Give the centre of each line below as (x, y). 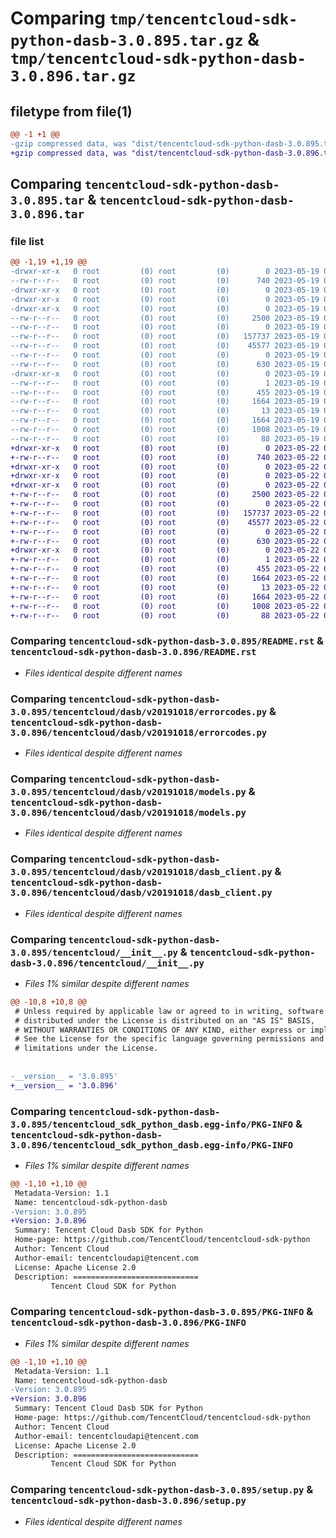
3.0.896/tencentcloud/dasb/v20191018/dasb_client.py (141, 893)
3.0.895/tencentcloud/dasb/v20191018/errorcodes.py (139, 711)
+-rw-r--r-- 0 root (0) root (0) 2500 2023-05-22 (165, 495)
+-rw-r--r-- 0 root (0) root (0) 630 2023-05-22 (165, 541)
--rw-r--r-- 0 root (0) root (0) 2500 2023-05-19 (165, 318)
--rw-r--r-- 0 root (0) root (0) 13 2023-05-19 (165, 411)
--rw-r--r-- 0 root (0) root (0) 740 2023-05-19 (165, 281)
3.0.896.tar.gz (73, 76)
